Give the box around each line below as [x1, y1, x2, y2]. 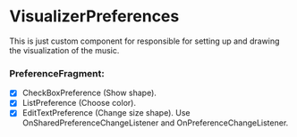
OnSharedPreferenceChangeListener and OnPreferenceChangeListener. [21, 117, 289, 128]
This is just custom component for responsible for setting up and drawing [9, 36, 280, 46]
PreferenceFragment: [9, 67, 105, 79]
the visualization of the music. [9, 44, 120, 55]
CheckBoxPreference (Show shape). [21, 87, 157, 99]
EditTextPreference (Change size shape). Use [21, 108, 191, 118]
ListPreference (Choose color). [21, 98, 137, 109]
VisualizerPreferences [9, 6, 180, 27]
